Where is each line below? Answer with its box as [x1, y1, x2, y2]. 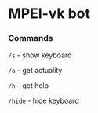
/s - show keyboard [8, 50, 72, 60]
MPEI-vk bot [8, 5, 91, 23]
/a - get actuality [8, 66, 63, 75]
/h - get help [8, 81, 49, 90]
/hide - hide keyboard [8, 96, 80, 106]
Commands [8, 33, 53, 44]
